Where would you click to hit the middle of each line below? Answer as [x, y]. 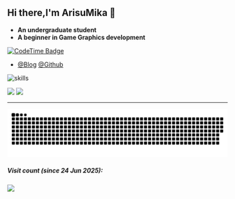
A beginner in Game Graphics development [81, 37]
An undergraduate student [57, 29]
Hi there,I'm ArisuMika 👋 [62, 13]
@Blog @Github [40, 64]
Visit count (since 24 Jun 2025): [55, 171]
